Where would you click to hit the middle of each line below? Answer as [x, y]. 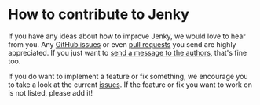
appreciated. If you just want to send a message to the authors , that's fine [128, 52]
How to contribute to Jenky [99, 14]
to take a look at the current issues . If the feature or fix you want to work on [130, 85]
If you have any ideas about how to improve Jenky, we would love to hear [127, 36]
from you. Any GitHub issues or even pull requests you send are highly [122, 44]
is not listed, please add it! [50, 92]
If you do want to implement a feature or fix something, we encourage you [128, 76]
